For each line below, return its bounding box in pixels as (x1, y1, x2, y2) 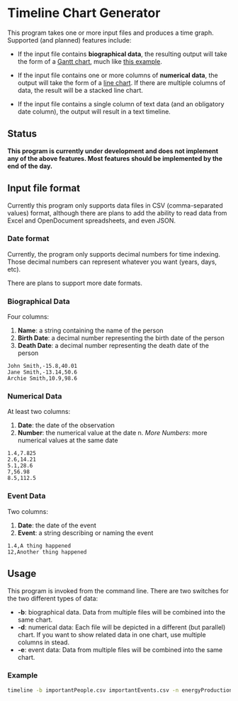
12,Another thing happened (7, 548, 87, 556)
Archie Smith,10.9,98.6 (7, 375, 78, 382)
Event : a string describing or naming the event (17, 528, 154, 537)
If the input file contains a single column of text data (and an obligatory (17, 99, 225, 108)
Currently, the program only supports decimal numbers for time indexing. (7, 249, 221, 258)
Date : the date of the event (17, 521, 97, 529)
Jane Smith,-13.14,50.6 (7, 369, 78, 376)
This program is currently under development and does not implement (7, 147, 218, 155)
